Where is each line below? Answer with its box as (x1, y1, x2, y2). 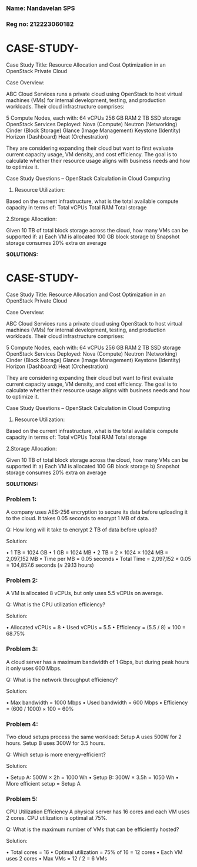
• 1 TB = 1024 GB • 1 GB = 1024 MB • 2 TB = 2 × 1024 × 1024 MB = (6, 549, 169, 556)
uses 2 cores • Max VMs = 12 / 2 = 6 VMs (6, 855, 108, 862)
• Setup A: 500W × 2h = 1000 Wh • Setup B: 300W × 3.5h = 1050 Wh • (6, 774, 179, 781)
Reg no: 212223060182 (6, 19, 74, 28)
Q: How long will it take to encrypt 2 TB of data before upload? (6, 526, 158, 533)
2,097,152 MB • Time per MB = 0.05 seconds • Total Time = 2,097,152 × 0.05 (6, 556, 191, 563)
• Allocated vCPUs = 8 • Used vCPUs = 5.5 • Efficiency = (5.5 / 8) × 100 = (6, 624, 186, 631)
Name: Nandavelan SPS (6, 4, 75, 12)
